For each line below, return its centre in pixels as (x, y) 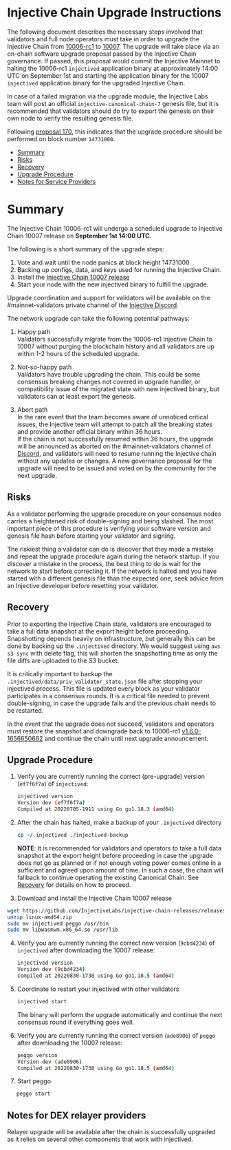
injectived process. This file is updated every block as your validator (104, 688)
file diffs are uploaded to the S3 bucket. (63, 660)
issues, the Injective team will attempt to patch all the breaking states (115, 424)
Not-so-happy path (44, 367)
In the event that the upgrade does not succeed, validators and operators (111, 724)
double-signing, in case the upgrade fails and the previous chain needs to (112, 703)
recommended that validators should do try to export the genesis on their (111, 111)
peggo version (37, 1055)
